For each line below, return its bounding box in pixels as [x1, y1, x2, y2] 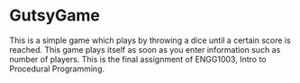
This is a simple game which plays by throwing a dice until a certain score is [9, 35, 291, 46]
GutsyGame [9, 5, 101, 26]
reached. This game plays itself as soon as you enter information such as [9, 44, 281, 54]
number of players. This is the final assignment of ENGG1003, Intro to [9, 54, 267, 64]
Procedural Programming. [9, 63, 105, 74]
